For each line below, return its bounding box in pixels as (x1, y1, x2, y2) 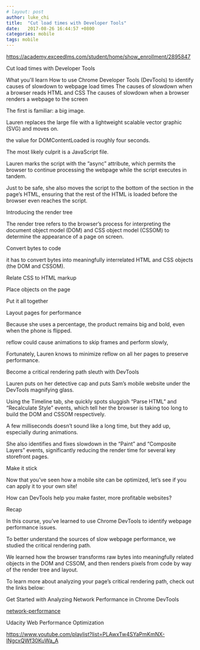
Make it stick (6, 465, 38, 471)
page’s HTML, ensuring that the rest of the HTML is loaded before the (6, 191, 178, 198)
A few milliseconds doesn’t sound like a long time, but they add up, (6, 422, 171, 429)
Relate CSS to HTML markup (6, 274, 76, 281)
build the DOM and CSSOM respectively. (6, 411, 106, 417)
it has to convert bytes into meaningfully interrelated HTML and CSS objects (6, 256, 193, 263)
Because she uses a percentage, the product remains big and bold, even (6, 321, 185, 327)
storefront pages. (6, 453, 49, 460)
